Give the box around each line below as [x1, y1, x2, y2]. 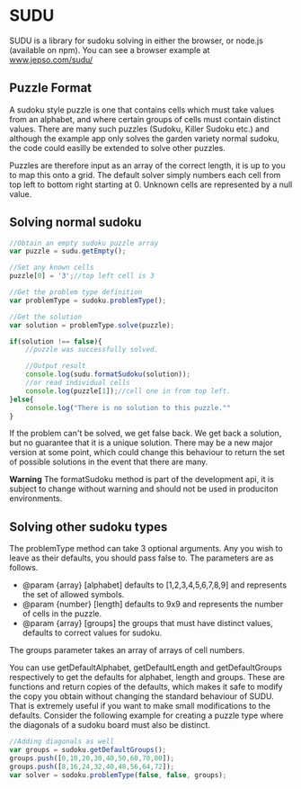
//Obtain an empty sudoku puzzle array [9, 238, 159, 247]
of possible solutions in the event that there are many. [9, 456, 208, 468]
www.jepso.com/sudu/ [9, 54, 93, 65]
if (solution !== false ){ [9, 336, 102, 346]
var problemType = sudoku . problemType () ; [9, 296, 167, 305]
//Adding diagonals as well [9, 737, 115, 747]
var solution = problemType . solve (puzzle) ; [9, 320, 175, 329]
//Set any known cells [9, 263, 94, 273]
